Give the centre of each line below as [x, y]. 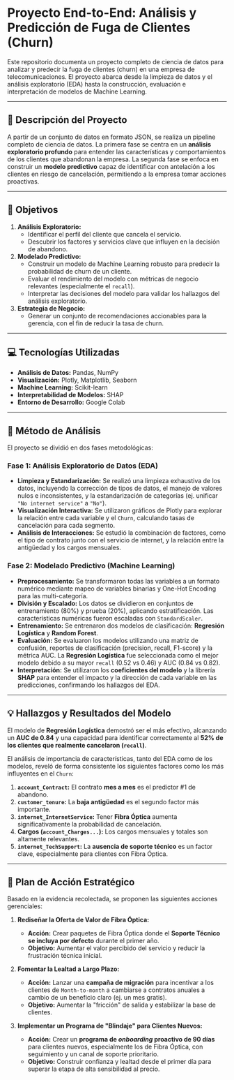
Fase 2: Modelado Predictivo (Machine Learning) [91, 565]
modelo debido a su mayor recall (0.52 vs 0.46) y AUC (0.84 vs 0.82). [119, 663]
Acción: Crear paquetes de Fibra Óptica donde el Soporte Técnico [124, 933]
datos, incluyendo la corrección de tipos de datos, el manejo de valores [120, 488]
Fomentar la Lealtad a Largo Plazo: [68, 969]
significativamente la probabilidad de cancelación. [89, 824]
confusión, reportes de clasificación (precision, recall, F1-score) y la [115, 648]
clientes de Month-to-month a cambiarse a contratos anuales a [116, 990]
